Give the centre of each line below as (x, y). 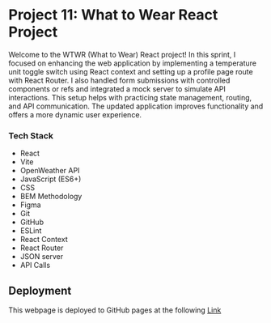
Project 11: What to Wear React (113, 15)
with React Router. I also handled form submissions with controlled (119, 80)
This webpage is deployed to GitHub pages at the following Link (115, 310)
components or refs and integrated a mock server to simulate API (117, 89)
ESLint (31, 231)
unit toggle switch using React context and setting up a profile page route (131, 71)
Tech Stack (31, 135)
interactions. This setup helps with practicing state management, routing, (130, 97)
